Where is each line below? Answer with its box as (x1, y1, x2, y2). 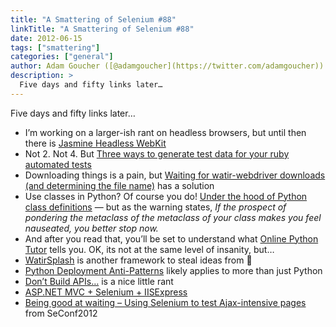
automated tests (24, 158, 92, 170)
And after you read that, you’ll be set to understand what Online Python (24, 232, 319, 245)
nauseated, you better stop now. (24, 222, 159, 234)
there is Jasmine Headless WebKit (24, 137, 167, 149)
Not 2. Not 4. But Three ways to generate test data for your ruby (24, 147, 290, 160)
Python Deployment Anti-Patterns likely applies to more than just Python (24, 264, 323, 276)
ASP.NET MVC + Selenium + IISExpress (24, 286, 188, 298)
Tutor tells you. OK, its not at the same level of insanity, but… (24, 243, 275, 255)
